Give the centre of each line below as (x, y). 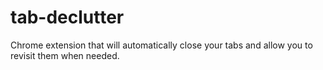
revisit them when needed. (65, 55)
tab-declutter (67, 17)
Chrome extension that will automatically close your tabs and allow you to (161, 45)
